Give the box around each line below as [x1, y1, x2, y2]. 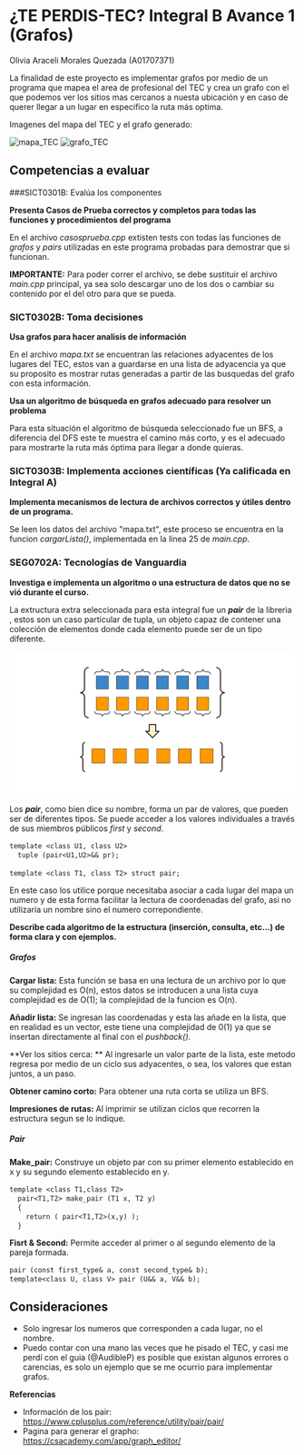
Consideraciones [9, 1299, 109, 1314]
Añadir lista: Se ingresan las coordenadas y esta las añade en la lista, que [9, 1012, 287, 1023]
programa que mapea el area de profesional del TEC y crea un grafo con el [9, 82, 289, 93]
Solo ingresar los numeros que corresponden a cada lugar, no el [22, 1323, 263, 1334]
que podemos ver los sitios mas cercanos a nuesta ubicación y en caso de [9, 92, 289, 103]
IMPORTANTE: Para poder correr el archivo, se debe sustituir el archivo [9, 269, 279, 280]
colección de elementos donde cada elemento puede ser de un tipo [9, 623, 263, 634]
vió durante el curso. [9, 587, 89, 598]
